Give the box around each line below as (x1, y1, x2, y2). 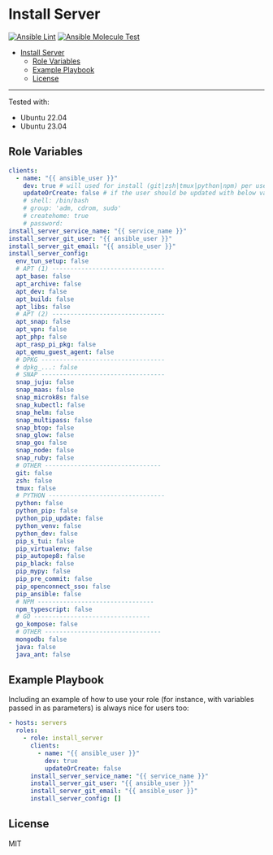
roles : (15, 726, 38, 735)
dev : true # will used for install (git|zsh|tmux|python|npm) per (23, 181, 253, 190)
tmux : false (15, 484, 57, 492)
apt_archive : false (15, 280, 82, 288)
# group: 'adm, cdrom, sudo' (23, 204, 122, 212)
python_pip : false (15, 507, 79, 515)
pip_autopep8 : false (15, 552, 85, 561)
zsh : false (15, 477, 53, 485)
